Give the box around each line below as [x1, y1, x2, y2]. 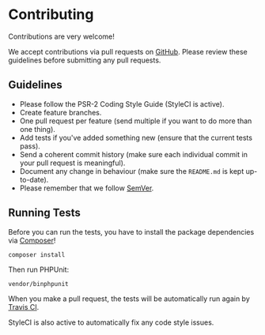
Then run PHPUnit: [8, 265, 70, 274]
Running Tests [8, 206, 81, 220]
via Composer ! [8, 235, 56, 245]
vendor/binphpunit [8, 280, 69, 288]
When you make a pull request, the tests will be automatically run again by [8, 294, 251, 303]
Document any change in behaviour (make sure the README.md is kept [19, 166, 244, 175]
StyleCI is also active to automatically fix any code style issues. [8, 318, 214, 327]
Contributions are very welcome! [8, 32, 115, 41]
